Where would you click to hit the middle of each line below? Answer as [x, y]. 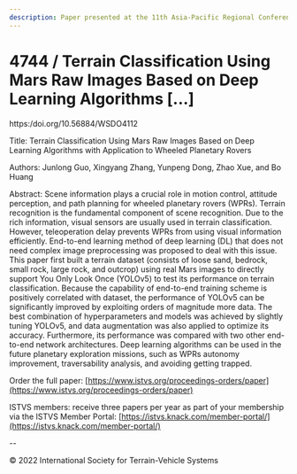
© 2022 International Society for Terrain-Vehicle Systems [114, 460]
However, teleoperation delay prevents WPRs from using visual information [145, 231]
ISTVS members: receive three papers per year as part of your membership [147, 407]
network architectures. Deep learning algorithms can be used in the [159, 344]
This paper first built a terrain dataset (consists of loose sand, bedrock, [138, 260]
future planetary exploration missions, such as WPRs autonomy [125, 354]
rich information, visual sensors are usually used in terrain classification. [141, 221]
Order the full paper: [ [49, 380]
